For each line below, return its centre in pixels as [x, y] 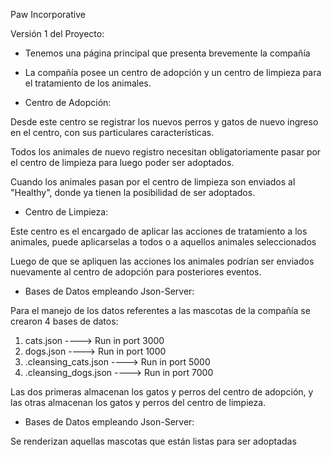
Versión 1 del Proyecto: [57, 33]
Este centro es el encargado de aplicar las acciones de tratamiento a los [159, 231]
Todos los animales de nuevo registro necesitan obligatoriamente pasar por [166, 152]
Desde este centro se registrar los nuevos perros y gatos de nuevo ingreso [164, 122]
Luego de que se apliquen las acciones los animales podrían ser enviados [162, 261]
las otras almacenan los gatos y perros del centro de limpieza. [138, 402]
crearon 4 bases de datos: [64, 321]
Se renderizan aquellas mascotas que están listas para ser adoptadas [153, 441]
